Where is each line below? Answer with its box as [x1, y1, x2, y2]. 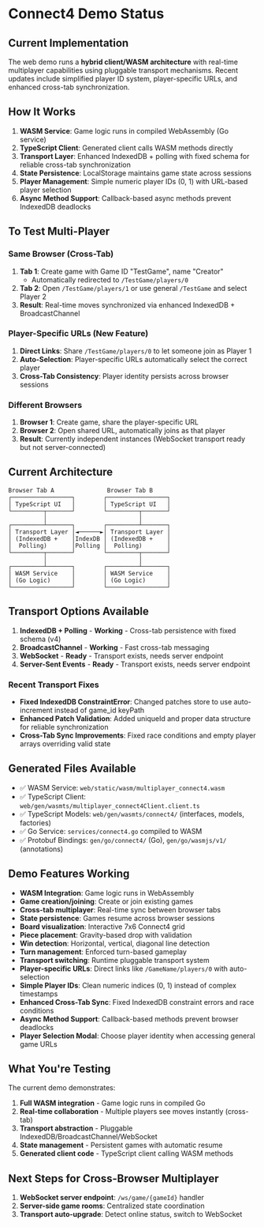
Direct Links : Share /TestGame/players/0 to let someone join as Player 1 [19, 345, 252, 356]
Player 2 [19, 292, 47, 301]
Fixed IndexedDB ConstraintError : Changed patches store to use [19, 697, 232, 707]
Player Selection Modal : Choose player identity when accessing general [19, 1031, 256, 1040]
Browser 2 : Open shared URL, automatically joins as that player [19, 426, 226, 436]
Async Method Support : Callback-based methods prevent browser [19, 1014, 239, 1024]
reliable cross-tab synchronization [19, 160, 132, 169]
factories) [19, 817, 51, 827]
